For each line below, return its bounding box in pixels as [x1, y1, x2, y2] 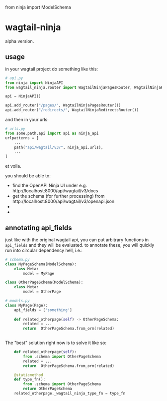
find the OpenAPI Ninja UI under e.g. [12, 182, 87, 189]
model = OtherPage [23, 289, 61, 294]
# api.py [5, 75, 23, 80]
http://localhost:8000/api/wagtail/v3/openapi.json [12, 198, 115, 204]
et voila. [5, 163, 21, 169]
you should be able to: [5, 173, 51, 179]
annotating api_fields [5, 223, 72, 232]
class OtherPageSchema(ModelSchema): [5, 280, 83, 285]
